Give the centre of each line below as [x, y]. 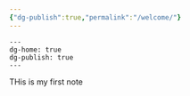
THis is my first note [46, 82]
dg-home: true [36, 50]
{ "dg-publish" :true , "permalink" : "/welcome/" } [95, 17]
